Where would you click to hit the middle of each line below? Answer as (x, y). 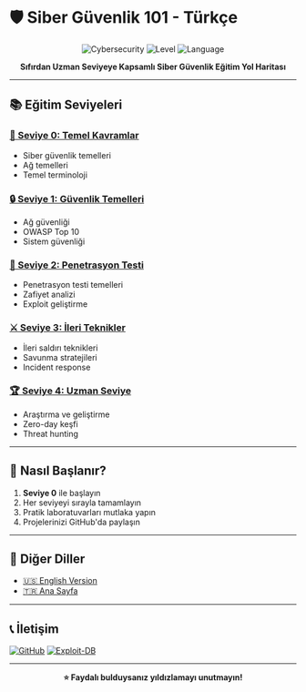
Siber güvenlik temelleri (67, 155)
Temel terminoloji (55, 175)
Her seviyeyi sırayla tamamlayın (82, 503)
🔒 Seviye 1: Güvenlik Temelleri (77, 198)
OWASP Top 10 (51, 231)
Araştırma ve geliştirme (66, 414)
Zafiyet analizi (49, 295)
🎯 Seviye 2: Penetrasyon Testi (76, 265)
